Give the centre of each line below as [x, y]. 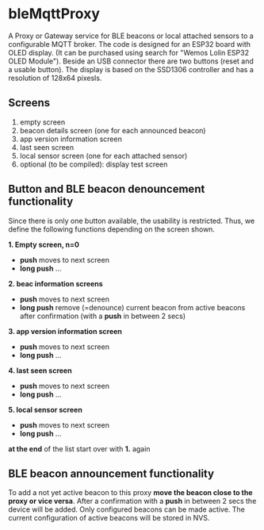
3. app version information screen [65, 331]
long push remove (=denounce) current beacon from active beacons [132, 307]
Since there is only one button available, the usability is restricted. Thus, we [132, 221]
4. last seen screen [40, 371]
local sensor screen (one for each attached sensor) [103, 156]
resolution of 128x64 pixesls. [55, 78]
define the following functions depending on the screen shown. [112, 229]
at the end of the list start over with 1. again [79, 448]
